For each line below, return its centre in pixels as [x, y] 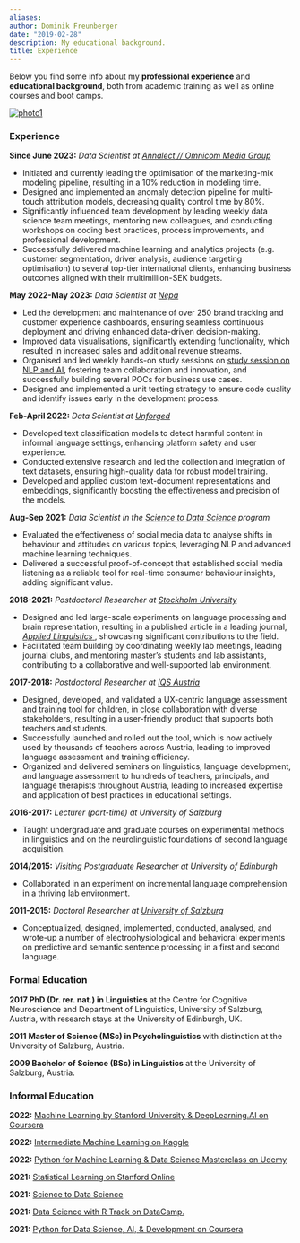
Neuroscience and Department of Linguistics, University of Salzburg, [137, 1009]
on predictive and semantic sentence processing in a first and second [151, 947]
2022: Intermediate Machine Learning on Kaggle [99, 1142]
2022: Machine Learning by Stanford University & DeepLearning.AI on [139, 1116]
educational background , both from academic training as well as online [142, 86]
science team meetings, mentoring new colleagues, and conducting [147, 221]
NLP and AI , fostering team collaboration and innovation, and [135, 370]
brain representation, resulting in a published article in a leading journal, [154, 627]
